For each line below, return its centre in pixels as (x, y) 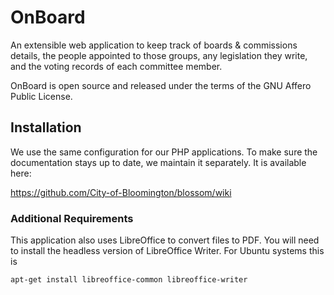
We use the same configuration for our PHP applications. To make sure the (164, 152)
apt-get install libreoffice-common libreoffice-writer (129, 280)
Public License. (41, 96)
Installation (46, 127)
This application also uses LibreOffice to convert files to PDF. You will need (165, 240)
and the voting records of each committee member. (116, 66)
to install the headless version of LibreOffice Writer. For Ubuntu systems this (167, 251)
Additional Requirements (72, 218)
